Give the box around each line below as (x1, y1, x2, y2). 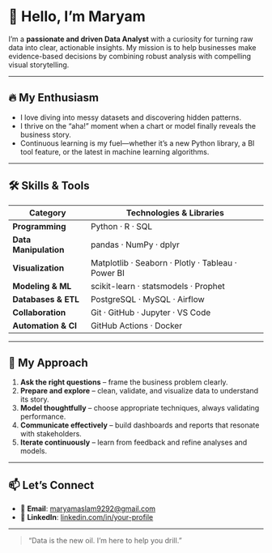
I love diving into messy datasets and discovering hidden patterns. (19, 113, 242, 122)
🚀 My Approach (8, 355, 89, 369)
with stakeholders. (19, 429, 83, 439)
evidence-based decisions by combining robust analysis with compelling (8, 51, 252, 61)
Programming (12, 220, 66, 232)
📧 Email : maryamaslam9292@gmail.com (19, 504, 156, 513)
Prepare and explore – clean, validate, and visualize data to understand (19, 386, 259, 396)
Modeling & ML (12, 280, 72, 291)
